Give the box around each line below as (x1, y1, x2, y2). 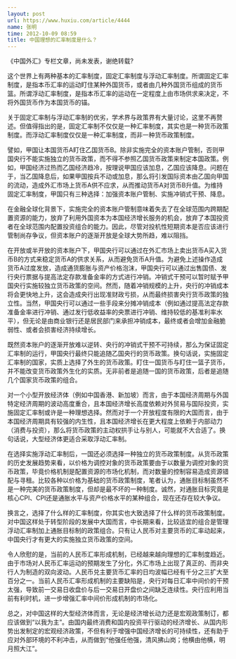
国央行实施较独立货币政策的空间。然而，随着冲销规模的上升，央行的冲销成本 (7, 281, 229, 290)
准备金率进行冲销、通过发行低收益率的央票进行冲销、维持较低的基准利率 (7, 308, 216, 316)
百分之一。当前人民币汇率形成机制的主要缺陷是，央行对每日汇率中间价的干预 (7, 577, 229, 585)
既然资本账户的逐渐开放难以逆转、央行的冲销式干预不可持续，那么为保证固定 (7, 340, 229, 349)
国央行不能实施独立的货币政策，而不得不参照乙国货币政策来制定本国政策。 (7, 154, 223, 163)
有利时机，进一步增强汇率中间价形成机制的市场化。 (13, 594, 162, 603)
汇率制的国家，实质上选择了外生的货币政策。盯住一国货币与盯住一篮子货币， (7, 358, 229, 367)
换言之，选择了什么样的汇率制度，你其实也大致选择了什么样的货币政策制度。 (7, 509, 229, 517)
